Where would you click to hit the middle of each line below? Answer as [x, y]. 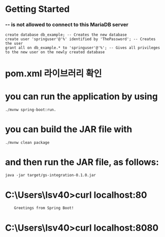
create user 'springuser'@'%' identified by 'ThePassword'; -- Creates [80, 39]
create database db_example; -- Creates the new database [66, 35]
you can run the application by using [82, 96]
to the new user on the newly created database [55, 52]
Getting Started [38, 9]
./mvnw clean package [27, 142]
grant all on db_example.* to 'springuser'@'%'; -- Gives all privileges [83, 48]
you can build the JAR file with [69, 129]
